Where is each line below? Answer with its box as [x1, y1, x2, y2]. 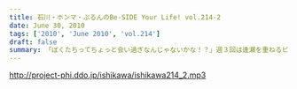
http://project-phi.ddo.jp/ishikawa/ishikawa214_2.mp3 [9, 70, 207, 80]
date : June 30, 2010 [9, 21, 86, 30]
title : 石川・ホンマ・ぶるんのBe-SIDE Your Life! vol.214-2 [9, 12, 222, 22]
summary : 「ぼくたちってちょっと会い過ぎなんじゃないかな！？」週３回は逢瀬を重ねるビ [9, 46, 289, 55]
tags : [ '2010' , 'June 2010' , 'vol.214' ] [9, 29, 161, 38]
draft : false [9, 37, 58, 47]
